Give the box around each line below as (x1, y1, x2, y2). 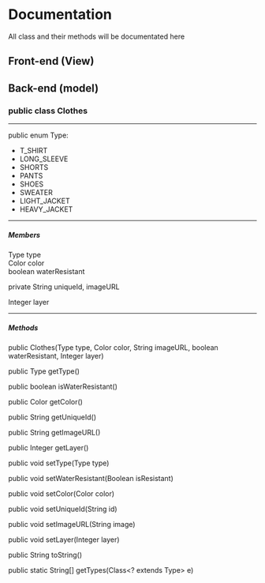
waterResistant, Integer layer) (8, 351, 104, 360)
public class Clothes (8, 105, 88, 116)
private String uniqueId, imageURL (8, 282, 120, 291)
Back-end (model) (8, 81, 99, 95)
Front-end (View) (8, 55, 95, 68)
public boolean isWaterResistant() (8, 382, 118, 391)
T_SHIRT (19, 146, 48, 156)
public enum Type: (8, 130, 69, 140)
